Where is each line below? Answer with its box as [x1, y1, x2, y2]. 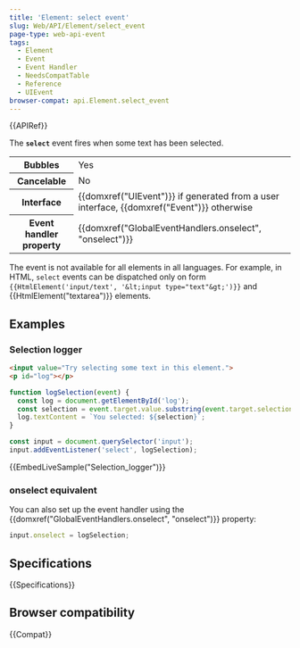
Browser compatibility [9, 605, 136, 620]
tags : [9, 37, 29, 47]
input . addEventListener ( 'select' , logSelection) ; [9, 445, 198, 455]
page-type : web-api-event [9, 29, 105, 38]
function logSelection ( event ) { [9, 387, 129, 397]
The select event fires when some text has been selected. [9, 137, 224, 148]
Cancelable [16, 175, 67, 187]
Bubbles [23, 159, 60, 171]
